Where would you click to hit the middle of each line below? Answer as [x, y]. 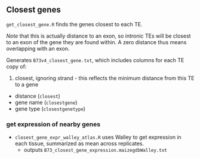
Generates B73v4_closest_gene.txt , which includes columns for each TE [95, 60]
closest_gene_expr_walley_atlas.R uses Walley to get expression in [98, 137]
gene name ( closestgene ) [46, 102]
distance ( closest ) [38, 96]
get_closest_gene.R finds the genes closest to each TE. [74, 24]
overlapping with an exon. [38, 48]
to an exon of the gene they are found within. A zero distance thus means [96, 42]
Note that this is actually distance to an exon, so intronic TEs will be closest [99, 36]
